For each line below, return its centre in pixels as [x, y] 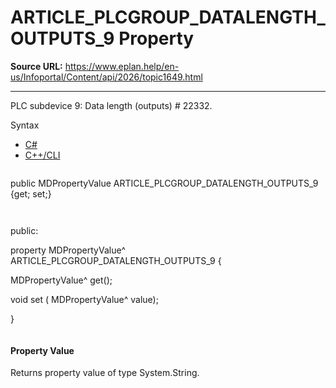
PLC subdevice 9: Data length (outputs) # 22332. [111, 105]
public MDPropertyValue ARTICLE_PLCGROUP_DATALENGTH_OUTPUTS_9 [164, 183]
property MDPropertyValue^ [68, 250]
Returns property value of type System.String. [105, 373]
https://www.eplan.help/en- [122, 66]
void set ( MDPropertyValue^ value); [84, 299]
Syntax [25, 125]
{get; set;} [31, 193]
